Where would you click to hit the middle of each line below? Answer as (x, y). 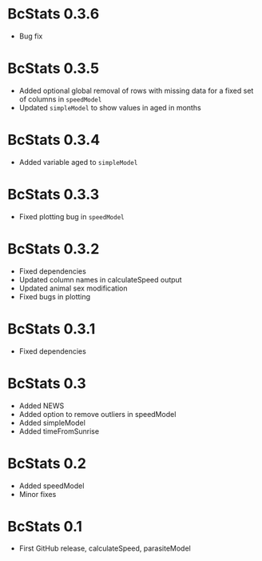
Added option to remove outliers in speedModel (97, 414)
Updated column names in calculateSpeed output (100, 279)
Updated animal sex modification (73, 288)
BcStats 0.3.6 (54, 14)
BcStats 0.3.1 (52, 329)
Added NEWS (42, 406)
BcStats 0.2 (47, 463)
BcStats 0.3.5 (54, 68)
